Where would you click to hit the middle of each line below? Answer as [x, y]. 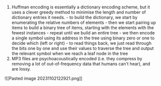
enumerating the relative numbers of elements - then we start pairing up [84, 22]
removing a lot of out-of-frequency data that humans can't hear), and [81, 64]
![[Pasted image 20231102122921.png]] [44, 78]
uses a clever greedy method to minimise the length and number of [79, 12]
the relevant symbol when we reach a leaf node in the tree [70, 53]
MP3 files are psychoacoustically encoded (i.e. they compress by [77, 59]
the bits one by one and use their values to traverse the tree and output [82, 48]
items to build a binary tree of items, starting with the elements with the [83, 28]
